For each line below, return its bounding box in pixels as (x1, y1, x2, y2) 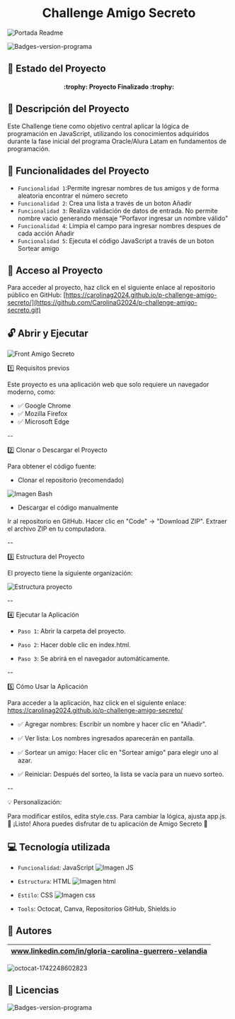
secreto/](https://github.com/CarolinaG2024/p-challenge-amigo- (7, 298, 197, 307)
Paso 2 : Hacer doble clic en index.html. (17, 641, 131, 649)
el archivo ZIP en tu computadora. (7, 524, 106, 533)
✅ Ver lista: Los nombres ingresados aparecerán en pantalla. (17, 734, 195, 743)
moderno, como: (7, 388, 56, 396)
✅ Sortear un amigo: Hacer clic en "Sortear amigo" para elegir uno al (17, 748, 219, 757)
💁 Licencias (7, 984, 59, 996)
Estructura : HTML (17, 877, 71, 885)
